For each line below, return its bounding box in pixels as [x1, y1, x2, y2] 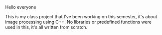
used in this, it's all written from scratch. [5, 24, 88, 30]
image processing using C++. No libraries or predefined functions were [5, 19, 152, 25]
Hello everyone [5, 4, 36, 10]
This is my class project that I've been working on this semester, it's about [5, 14, 158, 19]
